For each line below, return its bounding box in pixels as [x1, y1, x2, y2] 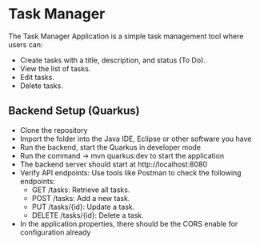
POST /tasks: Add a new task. [31, 193, 130, 203]
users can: [8, 39, 43, 49]
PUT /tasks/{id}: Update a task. [31, 202, 135, 211]
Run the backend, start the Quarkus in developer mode [19, 142, 202, 152]
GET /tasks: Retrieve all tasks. [31, 185, 130, 195]
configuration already [19, 227, 91, 237]
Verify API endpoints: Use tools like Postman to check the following [19, 167, 242, 177]
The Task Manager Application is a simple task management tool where [8, 31, 244, 41]
